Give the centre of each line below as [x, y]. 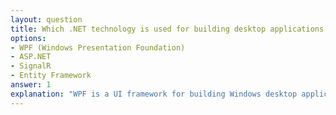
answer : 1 [31, 85]
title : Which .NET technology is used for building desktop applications [167, 29]
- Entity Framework [51, 76]
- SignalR [31, 66]
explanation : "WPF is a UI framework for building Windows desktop [154, 94]
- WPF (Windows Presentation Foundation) [98, 47]
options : [28, 38]
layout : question [46, 19]
